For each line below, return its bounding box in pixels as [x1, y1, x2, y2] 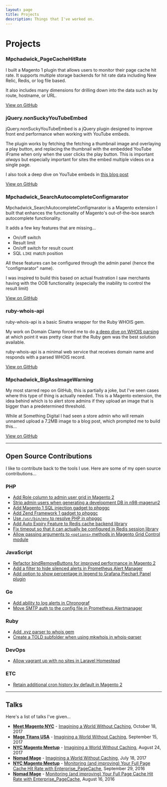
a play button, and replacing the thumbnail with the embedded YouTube [5, 146, 152, 152]
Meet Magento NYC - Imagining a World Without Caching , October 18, [12, 723, 157, 729]
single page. [5, 162, 31, 168]
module [12, 536, 29, 542]
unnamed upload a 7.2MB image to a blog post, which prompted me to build [5, 418, 161, 424]
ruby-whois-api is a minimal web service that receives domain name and [5, 349, 154, 354]
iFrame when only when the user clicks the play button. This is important [5, 151, 154, 157]
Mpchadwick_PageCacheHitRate [5, 56, 87, 63]
